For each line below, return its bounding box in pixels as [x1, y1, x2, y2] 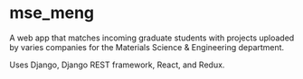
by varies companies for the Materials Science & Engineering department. [9, 41, 285, 52]
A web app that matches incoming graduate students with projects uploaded [9, 32, 295, 43]
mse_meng [9, 3, 95, 23]
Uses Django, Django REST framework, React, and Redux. [9, 59, 225, 70]
